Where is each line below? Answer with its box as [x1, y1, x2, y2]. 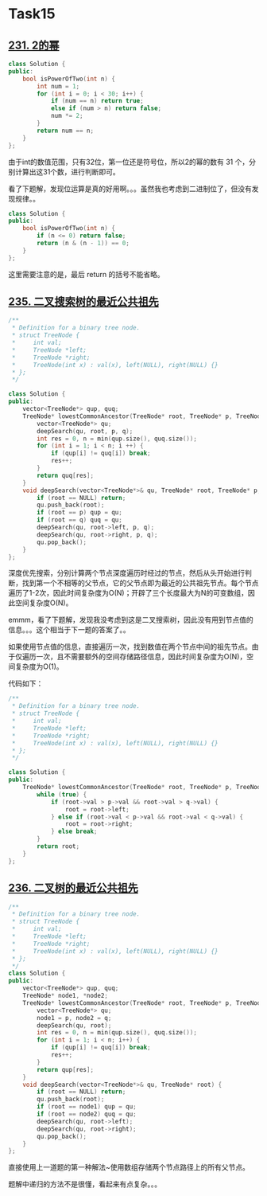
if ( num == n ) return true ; [50, 97, 145, 105]
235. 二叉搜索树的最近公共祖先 [8, 295, 159, 309]
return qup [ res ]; [37, 1065, 94, 1073]
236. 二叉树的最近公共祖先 [8, 881, 139, 895]
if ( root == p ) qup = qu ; [37, 509, 123, 517]
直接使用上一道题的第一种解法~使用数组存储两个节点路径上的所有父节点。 [8, 1163, 250, 1172]
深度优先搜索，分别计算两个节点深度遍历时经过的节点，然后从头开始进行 [8, 569, 245, 578]
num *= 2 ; [50, 112, 83, 120]
